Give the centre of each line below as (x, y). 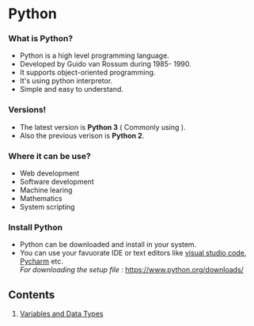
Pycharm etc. (41, 261)
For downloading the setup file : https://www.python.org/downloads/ (131, 270)
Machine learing (46, 190)
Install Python (36, 227)
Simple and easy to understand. (72, 89)
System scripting (47, 207)
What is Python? (41, 39)
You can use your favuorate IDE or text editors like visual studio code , (133, 253)
